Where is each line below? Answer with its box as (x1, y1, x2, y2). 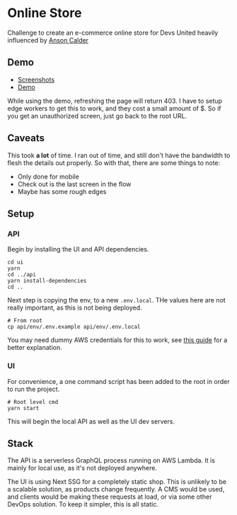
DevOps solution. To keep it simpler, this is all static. (7, 500, 159, 509)
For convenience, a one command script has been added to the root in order (7, 377, 230, 385)
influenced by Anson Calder (7, 35, 89, 44)
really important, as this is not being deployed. (7, 303, 143, 312)
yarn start (7, 404, 40, 412)
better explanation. (7, 344, 62, 352)
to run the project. (7, 385, 60, 393)
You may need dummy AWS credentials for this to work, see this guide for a (7, 336, 228, 344)
